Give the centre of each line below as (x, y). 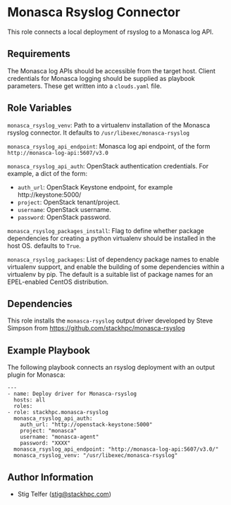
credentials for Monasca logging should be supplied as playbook (101, 78)
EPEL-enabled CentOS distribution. (58, 282)
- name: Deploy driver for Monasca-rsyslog (72, 394)
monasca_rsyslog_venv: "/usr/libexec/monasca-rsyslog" (96, 456)
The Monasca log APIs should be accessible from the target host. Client (112, 70)
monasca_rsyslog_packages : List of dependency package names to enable (113, 259)
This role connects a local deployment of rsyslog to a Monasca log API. (111, 32)
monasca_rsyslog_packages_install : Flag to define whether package (106, 230)
